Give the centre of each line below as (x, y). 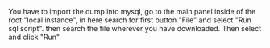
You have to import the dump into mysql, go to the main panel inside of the (132, 12)
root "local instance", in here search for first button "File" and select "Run (130, 20)
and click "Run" (34, 37)
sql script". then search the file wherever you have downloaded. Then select (135, 28)
